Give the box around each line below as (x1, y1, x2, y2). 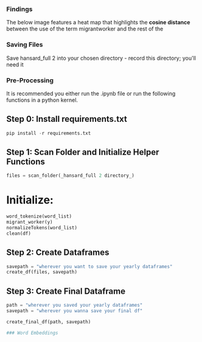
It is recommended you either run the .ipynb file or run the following (6, 90, 176, 97)
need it (6, 60, 24, 68)
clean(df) (6, 230, 32, 237)
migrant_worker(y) (6, 219, 53, 226)
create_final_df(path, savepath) (6, 319, 91, 325)
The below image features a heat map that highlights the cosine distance (6, 19, 190, 26)
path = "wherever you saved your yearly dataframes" (6, 302, 143, 308)
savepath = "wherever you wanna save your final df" (6, 307, 143, 314)
